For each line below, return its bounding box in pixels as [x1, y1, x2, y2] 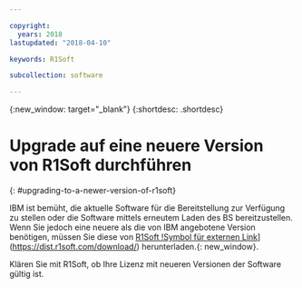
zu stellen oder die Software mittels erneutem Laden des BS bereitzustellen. [9, 213, 293, 223]
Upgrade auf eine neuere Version [9, 135, 264, 156]
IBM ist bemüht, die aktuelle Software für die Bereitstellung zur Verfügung [9, 203, 286, 214]
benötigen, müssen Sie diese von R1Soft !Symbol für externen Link [9, 232, 258, 243]
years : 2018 [17, 29, 63, 39]
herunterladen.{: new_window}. [141, 242, 259, 253]
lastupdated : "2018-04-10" [9, 38, 112, 47]
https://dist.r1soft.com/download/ [12, 242, 138, 253]
